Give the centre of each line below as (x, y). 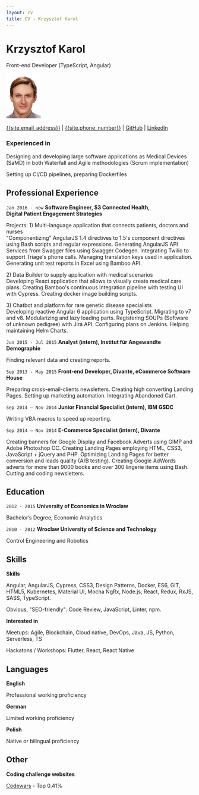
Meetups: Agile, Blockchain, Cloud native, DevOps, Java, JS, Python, (90, 633)
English (16, 683)
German (16, 706)
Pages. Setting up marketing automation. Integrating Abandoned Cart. (91, 395)
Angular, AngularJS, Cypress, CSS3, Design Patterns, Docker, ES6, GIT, (93, 586)
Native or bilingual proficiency (43, 741)
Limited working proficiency (40, 718)
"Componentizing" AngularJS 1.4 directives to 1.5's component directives (96, 237)
